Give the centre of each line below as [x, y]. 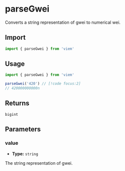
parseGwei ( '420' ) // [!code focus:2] [43, 84]
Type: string [25, 154]
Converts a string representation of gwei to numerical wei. [63, 22]
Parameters [23, 129]
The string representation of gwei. [39, 163]
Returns [17, 103]
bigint [12, 114]
